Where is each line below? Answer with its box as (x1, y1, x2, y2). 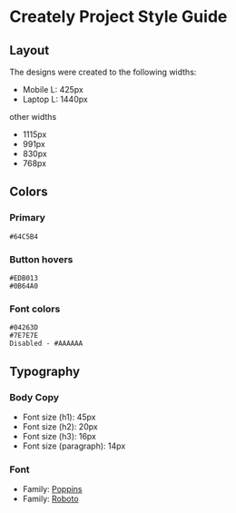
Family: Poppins (22, 484, 84, 495)
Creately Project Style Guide (9, 6, 228, 27)
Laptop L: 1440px (22, 94, 88, 104)
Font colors (9, 302, 61, 315)
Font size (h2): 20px (22, 420, 98, 432)
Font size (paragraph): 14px (22, 440, 126, 451)
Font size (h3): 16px (22, 430, 97, 441)
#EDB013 (9, 273, 39, 282)
